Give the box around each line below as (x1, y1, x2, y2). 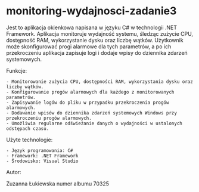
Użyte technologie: (6, 136, 53, 143)
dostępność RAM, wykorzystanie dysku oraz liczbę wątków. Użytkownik (6, 36, 184, 44)
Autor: (6, 168, 22, 175)
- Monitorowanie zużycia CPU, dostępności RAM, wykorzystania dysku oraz (6, 79, 194, 85)
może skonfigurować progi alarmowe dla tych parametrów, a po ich (6, 43, 172, 50)
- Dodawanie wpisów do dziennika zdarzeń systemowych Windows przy (6, 110, 178, 116)
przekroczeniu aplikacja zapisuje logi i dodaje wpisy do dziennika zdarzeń (6, 49, 188, 56)
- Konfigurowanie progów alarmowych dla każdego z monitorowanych (6, 89, 175, 95)
